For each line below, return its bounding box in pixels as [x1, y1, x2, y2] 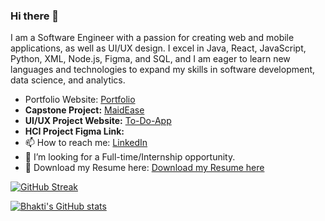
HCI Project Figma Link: [24, 125, 125, 138]
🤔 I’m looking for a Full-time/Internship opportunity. [24, 151, 236, 163]
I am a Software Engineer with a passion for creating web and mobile [10, 32, 295, 44]
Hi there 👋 [10, 9, 60, 23]
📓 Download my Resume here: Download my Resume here [24, 162, 265, 174]
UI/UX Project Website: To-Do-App [24, 115, 172, 127]
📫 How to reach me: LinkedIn [24, 137, 148, 149]
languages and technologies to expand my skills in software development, [10, 64, 316, 76]
